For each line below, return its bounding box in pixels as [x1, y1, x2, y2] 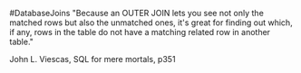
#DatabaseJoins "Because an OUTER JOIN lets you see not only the [9, 8, 265, 18]
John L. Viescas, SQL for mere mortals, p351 [9, 54, 176, 64]
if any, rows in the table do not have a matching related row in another [9, 27, 270, 37]
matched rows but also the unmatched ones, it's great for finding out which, [9, 17, 293, 28]
